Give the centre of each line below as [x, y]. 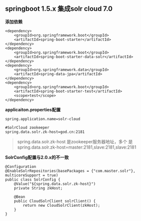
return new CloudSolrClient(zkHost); [61, 205]
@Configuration [21, 166]
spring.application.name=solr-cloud [43, 119]
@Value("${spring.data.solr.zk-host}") [55, 184]
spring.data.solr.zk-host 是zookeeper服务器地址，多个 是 [75, 141]
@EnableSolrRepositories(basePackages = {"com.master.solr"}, [70, 171]
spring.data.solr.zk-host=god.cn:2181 [45, 132]
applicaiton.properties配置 [33, 109]
